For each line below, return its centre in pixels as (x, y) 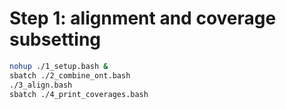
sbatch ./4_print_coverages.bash (79, 94)
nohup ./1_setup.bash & (59, 66)
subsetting (55, 39)
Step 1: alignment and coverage (143, 18)
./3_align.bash (41, 85)
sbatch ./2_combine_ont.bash (70, 75)
